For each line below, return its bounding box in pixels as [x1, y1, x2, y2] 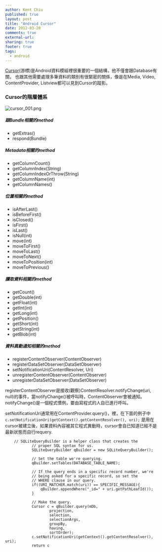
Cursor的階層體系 [5, 94, 48, 101]
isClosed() [12, 216, 34, 222]
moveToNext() [12, 254, 41, 260]
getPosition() [12, 315, 39, 321]
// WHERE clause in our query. [31, 478, 96, 483]
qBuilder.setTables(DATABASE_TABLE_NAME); [31, 460, 121, 466]
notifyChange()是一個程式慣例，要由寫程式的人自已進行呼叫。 [5, 400, 131, 406]
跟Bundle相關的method [5, 117, 53, 123]
